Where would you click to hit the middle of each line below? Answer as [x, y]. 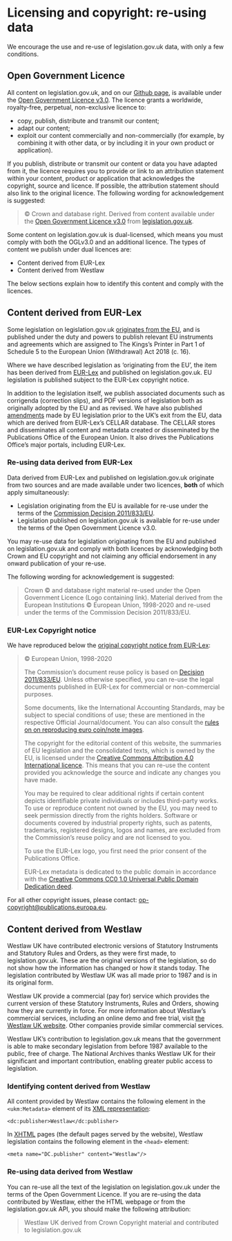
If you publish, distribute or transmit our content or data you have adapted [112, 164]
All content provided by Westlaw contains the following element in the [106, 1101]
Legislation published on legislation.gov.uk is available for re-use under [118, 520]
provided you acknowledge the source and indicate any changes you [122, 773]
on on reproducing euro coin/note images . [84, 730]
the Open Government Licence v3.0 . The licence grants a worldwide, [105, 100]
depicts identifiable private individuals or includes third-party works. [121, 801]
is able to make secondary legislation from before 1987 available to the [108, 1046]
